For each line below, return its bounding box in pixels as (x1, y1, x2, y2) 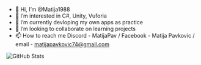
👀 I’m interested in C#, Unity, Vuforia (15, 12, 107, 19)
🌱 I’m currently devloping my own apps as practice (15, 19, 144, 26)
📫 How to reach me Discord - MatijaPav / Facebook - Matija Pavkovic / (15, 32, 195, 39)
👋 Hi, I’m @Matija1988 (15, 6, 70, 13)
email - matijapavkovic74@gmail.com (15, 41, 110, 48)
